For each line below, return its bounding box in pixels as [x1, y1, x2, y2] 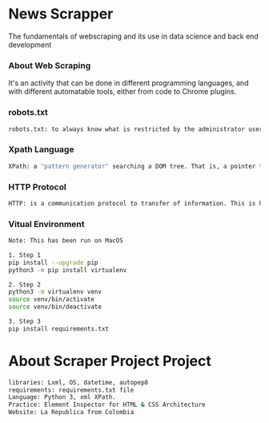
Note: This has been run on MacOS [8, 237, 124, 245]
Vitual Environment [8, 218, 86, 230]
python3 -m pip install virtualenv [8, 266, 127, 274]
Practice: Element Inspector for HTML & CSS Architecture [8, 401, 206, 409]
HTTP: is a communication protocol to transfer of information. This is [8, 199, 256, 207]
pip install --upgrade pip [8, 258, 98, 266]
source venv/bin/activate [8, 295, 94, 303]
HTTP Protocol [8, 181, 66, 193]
